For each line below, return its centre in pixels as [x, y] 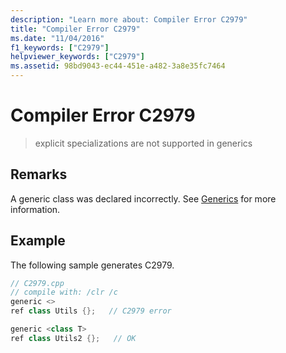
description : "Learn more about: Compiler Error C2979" [129, 19]
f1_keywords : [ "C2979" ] [60, 47]
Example [38, 241]
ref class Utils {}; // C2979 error [91, 311]
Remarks [39, 174]
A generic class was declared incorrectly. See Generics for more [143, 198]
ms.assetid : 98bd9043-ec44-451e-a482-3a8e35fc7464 [118, 66]
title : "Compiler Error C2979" [75, 29]
